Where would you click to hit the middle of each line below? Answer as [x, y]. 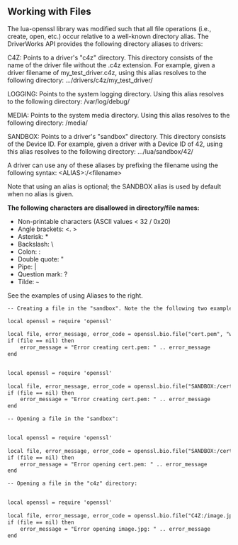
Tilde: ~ [28, 281]
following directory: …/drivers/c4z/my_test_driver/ [80, 80]
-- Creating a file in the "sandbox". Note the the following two [107, 308]
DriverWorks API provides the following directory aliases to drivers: [105, 44]
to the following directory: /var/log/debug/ [68, 101]
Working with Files [49, 12]
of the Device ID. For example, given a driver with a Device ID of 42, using [115, 144]
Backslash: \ [35, 244]
